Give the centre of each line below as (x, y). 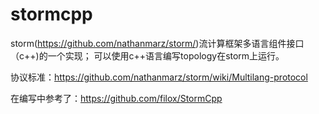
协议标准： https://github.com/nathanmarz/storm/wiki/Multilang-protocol (159, 77)
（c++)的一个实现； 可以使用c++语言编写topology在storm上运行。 (147, 55)
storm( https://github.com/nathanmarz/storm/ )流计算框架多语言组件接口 (157, 43)
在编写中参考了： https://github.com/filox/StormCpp (116, 98)
